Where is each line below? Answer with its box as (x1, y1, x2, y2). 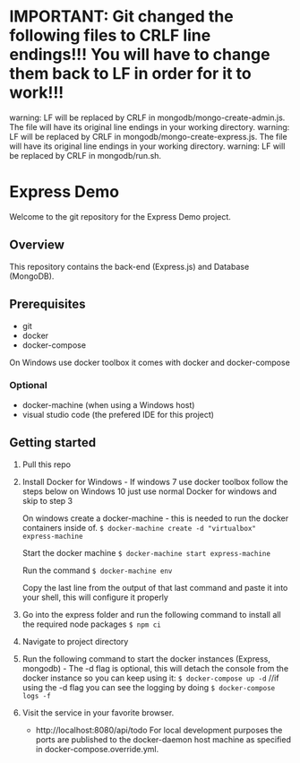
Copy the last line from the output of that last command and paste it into (21, 582, 288, 593)
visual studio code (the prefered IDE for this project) (21, 409, 215, 420)
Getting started (9, 435, 97, 450)
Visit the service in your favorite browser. (21, 707, 175, 718)
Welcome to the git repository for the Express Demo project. (9, 211, 231, 221)
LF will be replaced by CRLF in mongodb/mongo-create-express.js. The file (9, 131, 288, 142)
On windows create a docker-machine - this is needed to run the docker (21, 513, 289, 524)
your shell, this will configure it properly (21, 592, 168, 603)
